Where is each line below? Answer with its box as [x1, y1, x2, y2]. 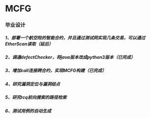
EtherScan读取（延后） [5, 40, 53, 47]
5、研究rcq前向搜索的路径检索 [5, 94, 67, 100]
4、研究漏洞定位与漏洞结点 [5, 81, 60, 87]
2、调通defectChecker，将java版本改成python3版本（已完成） [5, 54, 136, 60]
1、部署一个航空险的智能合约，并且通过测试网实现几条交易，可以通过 [5, 35, 146, 40]
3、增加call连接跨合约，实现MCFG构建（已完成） [5, 68, 107, 74]
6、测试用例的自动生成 [5, 108, 52, 114]
